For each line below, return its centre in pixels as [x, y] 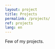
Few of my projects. [24, 41]
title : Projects [21, 14]
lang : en [14, 28]
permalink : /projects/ [27, 18]
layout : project [21, 9]
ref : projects [19, 23]
